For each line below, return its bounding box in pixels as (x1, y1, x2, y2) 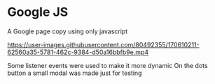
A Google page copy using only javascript (7, 27, 128, 35)
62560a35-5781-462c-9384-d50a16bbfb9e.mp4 (7, 48, 149, 56)
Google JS (7, 4, 69, 20)
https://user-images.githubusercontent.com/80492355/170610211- (7, 40, 200, 49)
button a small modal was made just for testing (7, 69, 142, 77)
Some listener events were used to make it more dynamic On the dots (7, 61, 208, 69)
